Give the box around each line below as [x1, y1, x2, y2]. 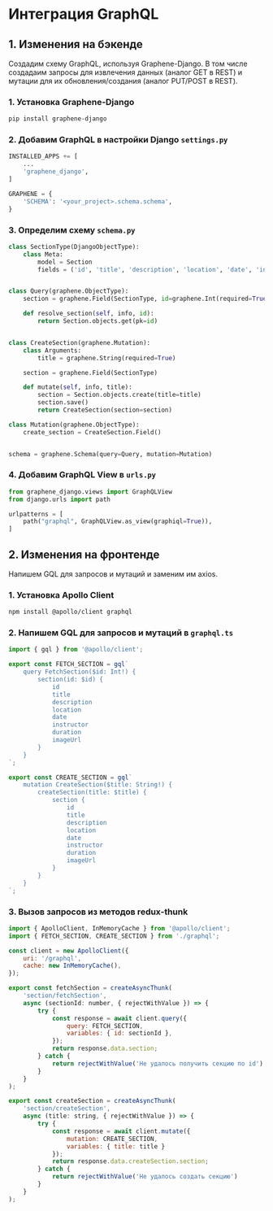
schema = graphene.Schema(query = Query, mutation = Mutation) [8, 450, 213, 458]
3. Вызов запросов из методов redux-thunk [8, 906, 188, 917]
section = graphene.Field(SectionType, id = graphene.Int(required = [23, 294, 253, 303]
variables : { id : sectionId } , [66, 1030, 173, 1038]
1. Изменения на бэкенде [8, 37, 144, 51]
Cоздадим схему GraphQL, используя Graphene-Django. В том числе [8, 59, 248, 68]
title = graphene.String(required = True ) [37, 354, 176, 362]
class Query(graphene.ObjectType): [8, 287, 129, 295]
